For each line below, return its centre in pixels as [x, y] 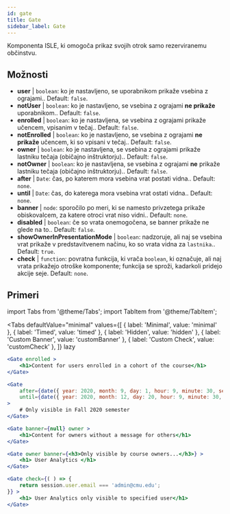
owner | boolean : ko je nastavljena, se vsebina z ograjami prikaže [108, 150]
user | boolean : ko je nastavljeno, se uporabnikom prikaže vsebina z [113, 91]
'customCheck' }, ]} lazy [41, 347]
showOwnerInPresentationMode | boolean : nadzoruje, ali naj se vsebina [119, 237]
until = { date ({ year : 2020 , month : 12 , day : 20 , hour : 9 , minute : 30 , [121, 397]
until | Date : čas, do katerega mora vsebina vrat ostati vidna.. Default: [115, 194]
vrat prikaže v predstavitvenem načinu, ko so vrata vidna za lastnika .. [116, 244]
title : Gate [24, 20]
